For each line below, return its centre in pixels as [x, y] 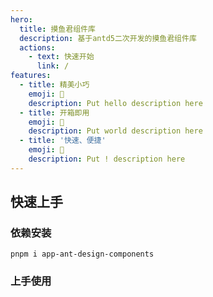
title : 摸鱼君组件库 [57, 29]
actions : [37, 47]
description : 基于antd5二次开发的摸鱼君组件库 [108, 38]
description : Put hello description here [115, 103]
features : [31, 76]
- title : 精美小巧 [54, 85]
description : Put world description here [115, 131]
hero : [21, 19]
